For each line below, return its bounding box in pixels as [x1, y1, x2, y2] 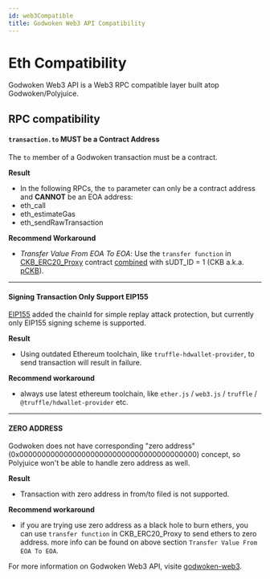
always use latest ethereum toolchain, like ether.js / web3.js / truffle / [19, 389, 257, 398]
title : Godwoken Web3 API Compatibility [8, 19, 146, 27]
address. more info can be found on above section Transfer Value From [19, 537, 258, 547]
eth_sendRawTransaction [19, 218, 104, 227]
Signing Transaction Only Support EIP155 [8, 292, 149, 301]
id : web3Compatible [8, 11, 74, 20]
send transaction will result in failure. [19, 358, 142, 368]
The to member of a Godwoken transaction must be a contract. [8, 153, 219, 162]
